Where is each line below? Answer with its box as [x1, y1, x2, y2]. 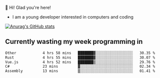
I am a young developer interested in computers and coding [12, 14, 134, 19]
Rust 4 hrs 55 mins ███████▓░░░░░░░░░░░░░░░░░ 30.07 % [5, 55, 155, 60]
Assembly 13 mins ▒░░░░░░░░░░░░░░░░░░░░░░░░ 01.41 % [5, 69, 155, 74]
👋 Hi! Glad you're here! [5, 5, 51, 10]
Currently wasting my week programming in [5, 38, 143, 46]
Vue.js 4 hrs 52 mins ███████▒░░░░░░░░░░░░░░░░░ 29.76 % [5, 59, 155, 64]
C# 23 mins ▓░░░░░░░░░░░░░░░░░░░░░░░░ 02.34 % [5, 64, 155, 69]
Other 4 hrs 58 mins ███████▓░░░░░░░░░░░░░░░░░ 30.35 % [5, 50, 155, 56]
